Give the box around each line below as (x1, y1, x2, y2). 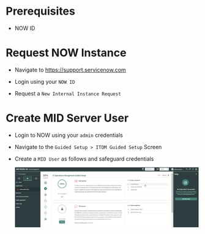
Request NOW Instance (6, 46, 127, 60)
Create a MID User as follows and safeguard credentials (14, 155, 154, 163)
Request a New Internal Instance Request (14, 90, 122, 97)
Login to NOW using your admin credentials (14, 131, 123, 139)
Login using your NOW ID (14, 78, 75, 85)
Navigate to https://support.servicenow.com (14, 66, 126, 73)
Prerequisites (6, 4, 76, 18)
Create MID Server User (6, 111, 129, 125)
